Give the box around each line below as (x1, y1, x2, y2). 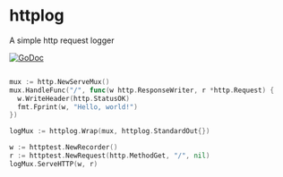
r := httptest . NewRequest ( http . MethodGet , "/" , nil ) (9, 151, 210, 161)
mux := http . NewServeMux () (9, 77, 110, 86)
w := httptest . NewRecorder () (9, 143, 118, 152)
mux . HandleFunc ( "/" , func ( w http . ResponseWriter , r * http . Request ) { (9, 86, 275, 95)
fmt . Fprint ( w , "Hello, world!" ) (17, 102, 139, 112)
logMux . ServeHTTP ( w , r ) (9, 159, 99, 168)
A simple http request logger (9, 35, 115, 46)
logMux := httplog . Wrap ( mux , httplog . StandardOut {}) (9, 127, 210, 136)
